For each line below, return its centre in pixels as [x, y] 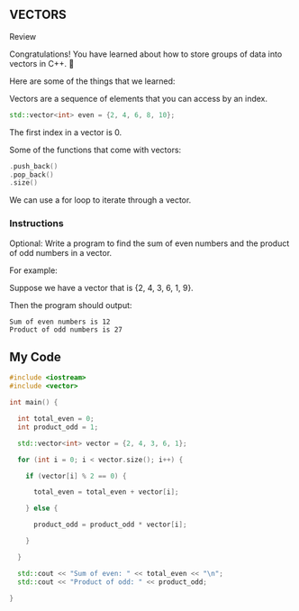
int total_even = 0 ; [56, 419]
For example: [34, 270]
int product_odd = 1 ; [58, 427]
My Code [35, 357]
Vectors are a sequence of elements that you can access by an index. [139, 98]
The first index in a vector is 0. [66, 132]
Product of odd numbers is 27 [66, 329]
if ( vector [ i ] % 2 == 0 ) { [76, 476]
